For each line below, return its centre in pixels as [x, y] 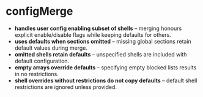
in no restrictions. [37, 74]
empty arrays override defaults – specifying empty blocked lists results [105, 67]
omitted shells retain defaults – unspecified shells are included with [101, 54]
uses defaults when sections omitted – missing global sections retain [103, 41]
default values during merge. [51, 48]
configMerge [39, 11]
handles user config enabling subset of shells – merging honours [98, 28]
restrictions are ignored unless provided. [66, 87]
